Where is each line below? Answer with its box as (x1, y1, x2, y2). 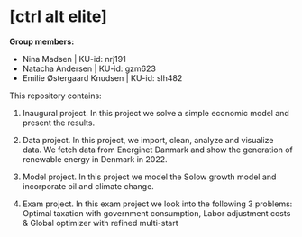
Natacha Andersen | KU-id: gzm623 (22, 63, 156, 74)
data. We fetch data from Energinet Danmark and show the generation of (22, 144, 293, 155)
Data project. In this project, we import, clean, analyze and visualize (22, 134, 274, 145)
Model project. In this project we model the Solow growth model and (22, 171, 277, 182)
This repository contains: (9, 90, 102, 101)
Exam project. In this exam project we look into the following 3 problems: (22, 198, 293, 209)
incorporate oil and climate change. (22, 180, 155, 191)
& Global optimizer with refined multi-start (22, 217, 178, 228)
